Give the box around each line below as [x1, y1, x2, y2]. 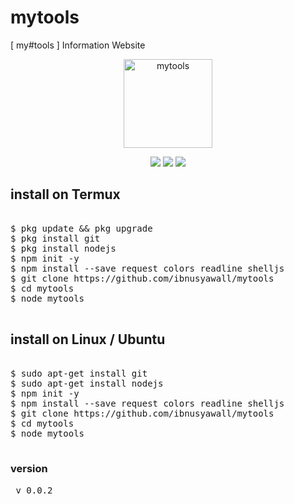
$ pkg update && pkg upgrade [10, 222, 153, 234]
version [10, 462, 48, 476]
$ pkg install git [10, 232, 101, 244]
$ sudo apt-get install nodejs [10, 377, 164, 389]
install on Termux [10, 186, 121, 203]
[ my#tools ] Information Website [10, 39, 146, 51]
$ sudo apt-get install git [10, 367, 148, 379]
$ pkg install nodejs [10, 242, 117, 254]
